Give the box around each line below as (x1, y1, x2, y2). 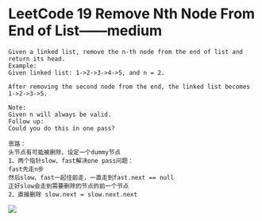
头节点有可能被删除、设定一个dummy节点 (8, 148, 121, 156)
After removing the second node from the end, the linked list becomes (8, 83, 250, 91)
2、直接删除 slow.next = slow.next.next (8, 190, 137, 199)
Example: (8, 61, 37, 70)
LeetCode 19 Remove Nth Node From (8, 5, 256, 23)
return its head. (8, 55, 66, 63)
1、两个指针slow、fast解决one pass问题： (8, 157, 134, 165)
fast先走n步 (8, 165, 44, 173)
